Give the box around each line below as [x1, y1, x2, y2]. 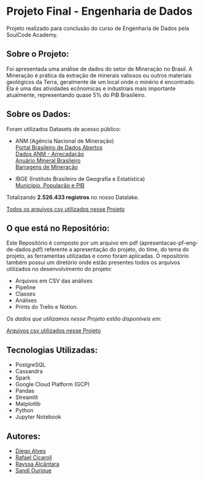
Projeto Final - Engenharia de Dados [6, 4, 193, 18]
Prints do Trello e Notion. [15, 303, 78, 311]
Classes [15, 290, 36, 298]
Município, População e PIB [15, 181, 85, 189]
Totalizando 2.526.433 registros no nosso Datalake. [6, 193, 140, 200]
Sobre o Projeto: [6, 49, 69, 59]
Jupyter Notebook [15, 413, 61, 421]
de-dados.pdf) [6, 246, 43, 253]
